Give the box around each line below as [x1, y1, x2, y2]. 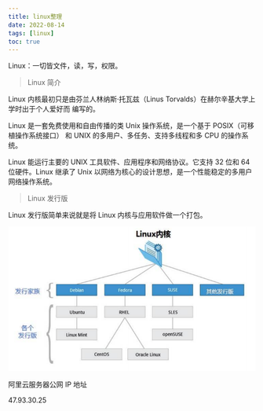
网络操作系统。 [8, 177, 57, 186]
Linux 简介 [27, 78, 61, 87]
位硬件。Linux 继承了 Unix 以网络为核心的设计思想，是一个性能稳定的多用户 [8, 167, 253, 177]
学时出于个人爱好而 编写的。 [8, 105, 100, 114]
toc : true [8, 38, 41, 46]
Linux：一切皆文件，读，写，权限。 [8, 61, 122, 71]
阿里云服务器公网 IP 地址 [8, 380, 88, 389]
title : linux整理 [8, 13, 63, 20]
